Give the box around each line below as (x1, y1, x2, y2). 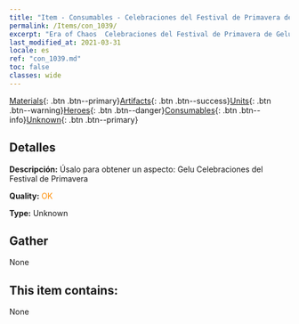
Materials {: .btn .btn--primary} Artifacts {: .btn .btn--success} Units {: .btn (9, 95, 271, 106)
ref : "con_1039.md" (9, 54, 82, 63)
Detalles (9, 140, 56, 156)
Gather (9, 233, 49, 248)
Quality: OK (9, 190, 53, 201)
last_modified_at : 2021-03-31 (9, 37, 122, 47)
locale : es (9, 46, 50, 55)
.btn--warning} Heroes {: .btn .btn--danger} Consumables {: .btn (9, 104, 238, 116)
